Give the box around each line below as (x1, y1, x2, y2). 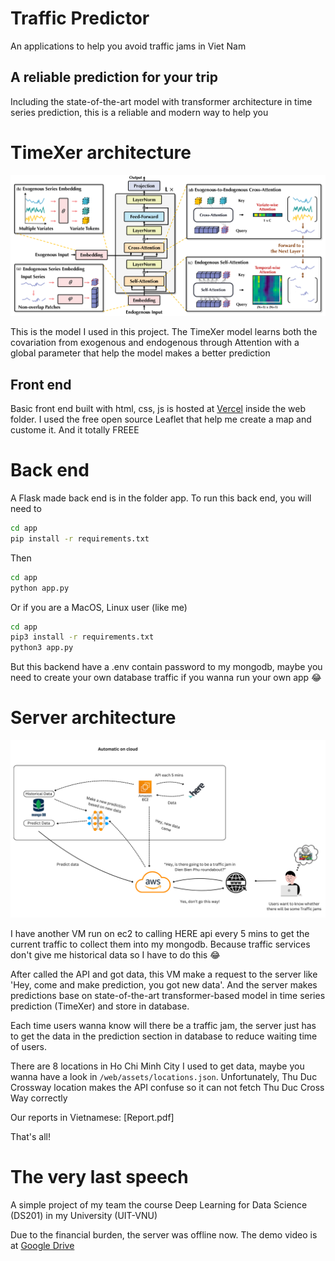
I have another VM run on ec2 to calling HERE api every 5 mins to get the (10, 927, 310, 939)
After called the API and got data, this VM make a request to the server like (10, 968, 318, 980)
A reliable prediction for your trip (10, 69, 218, 86)
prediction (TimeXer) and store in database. (10, 1000, 190, 1012)
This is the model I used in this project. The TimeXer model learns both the (10, 326, 318, 338)
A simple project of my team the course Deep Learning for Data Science (10, 1198, 308, 1211)
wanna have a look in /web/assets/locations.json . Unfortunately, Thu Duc (10, 1070, 318, 1082)
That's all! (10, 1130, 51, 1142)
